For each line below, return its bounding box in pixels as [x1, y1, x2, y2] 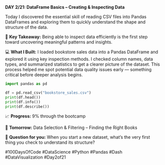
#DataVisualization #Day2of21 [5, 154, 66, 160]
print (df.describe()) [5, 104, 50, 109]
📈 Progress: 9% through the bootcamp [5, 113, 86, 119]
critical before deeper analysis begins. [5, 72, 83, 78]
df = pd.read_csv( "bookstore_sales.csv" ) [5, 90, 92, 95]
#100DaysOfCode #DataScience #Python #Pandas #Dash [5, 149, 123, 155]
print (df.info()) [5, 99, 41, 104]
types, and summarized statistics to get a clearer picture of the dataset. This [5, 61, 160, 67]
